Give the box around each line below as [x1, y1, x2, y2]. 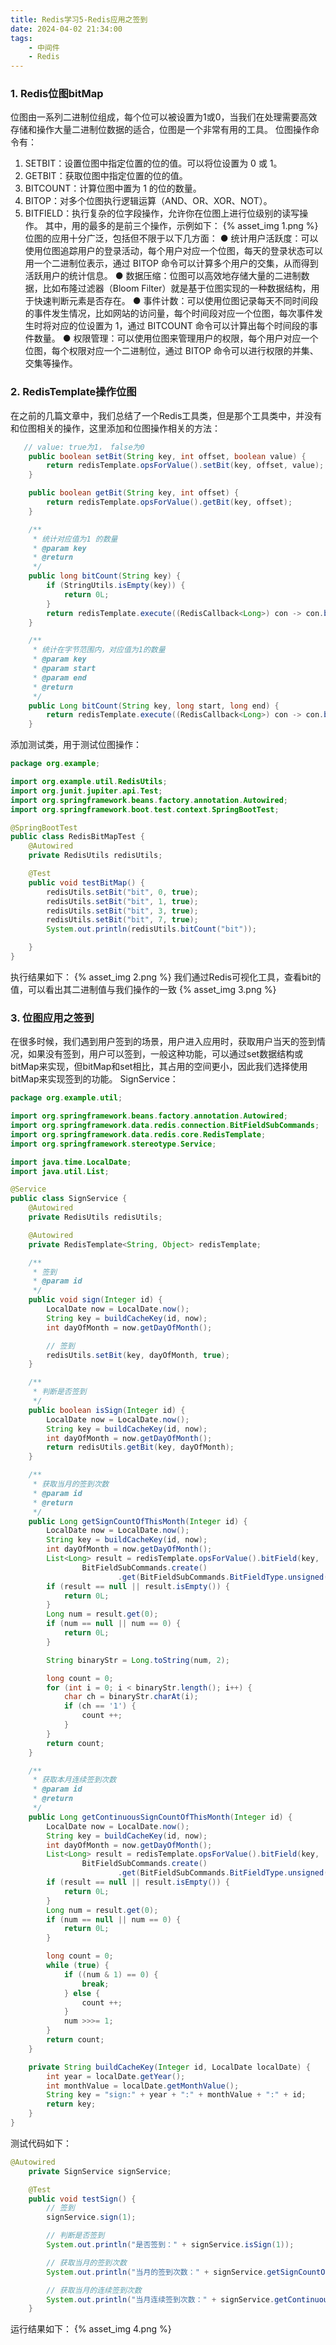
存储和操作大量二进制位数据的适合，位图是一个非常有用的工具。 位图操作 [10, 124, 311, 136]
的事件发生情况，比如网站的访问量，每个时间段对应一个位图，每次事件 [24, 307, 315, 320]
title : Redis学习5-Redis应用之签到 [10, 14, 148, 25]
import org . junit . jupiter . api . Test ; [10, 786, 163, 796]
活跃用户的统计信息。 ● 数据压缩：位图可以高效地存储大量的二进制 [24, 270, 302, 282]
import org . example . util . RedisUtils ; [10, 777, 168, 787]
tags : [10, 33, 33, 43]
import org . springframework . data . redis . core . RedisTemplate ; [10, 1129, 267, 1140]
